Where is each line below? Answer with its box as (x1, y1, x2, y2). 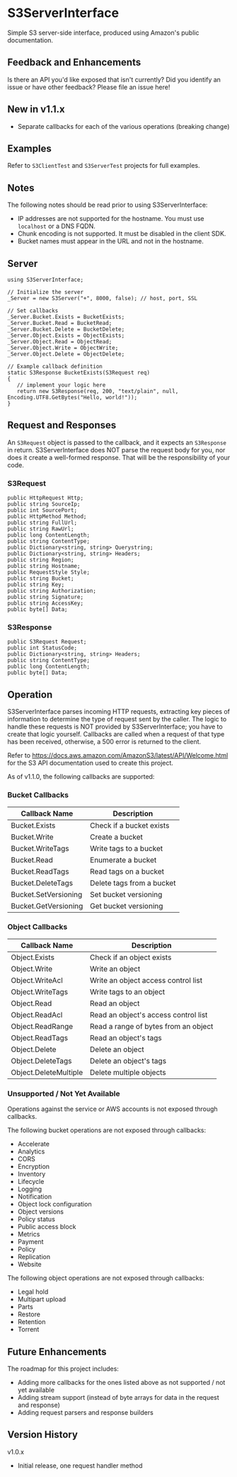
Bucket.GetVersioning (11, 901, 83, 911)
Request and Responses (7, 419, 117, 431)
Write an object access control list (89, 975, 203, 985)
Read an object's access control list (89, 1010, 208, 1020)
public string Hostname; (7, 563, 81, 570)
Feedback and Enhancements (7, 57, 141, 69)
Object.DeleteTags (11, 1056, 72, 1066)
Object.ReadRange (11, 1021, 74, 1031)
